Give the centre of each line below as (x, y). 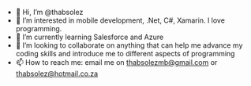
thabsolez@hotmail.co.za (57, 73)
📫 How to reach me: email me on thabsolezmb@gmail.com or (116, 62)
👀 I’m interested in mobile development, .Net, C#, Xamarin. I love (120, 20)
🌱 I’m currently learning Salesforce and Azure (90, 37)
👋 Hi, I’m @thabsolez (49, 12)
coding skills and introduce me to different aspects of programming (125, 54)
